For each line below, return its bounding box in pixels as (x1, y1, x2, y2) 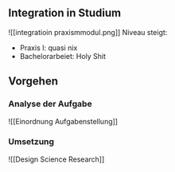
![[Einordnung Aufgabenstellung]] (8, 116, 118, 126)
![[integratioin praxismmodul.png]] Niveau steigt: (8, 27, 168, 37)
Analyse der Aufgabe (8, 99, 93, 110)
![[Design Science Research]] (8, 154, 105, 164)
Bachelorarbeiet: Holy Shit (19, 51, 106, 61)
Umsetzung (8, 136, 54, 147)
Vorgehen (8, 75, 58, 88)
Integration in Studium (8, 6, 122, 20)
